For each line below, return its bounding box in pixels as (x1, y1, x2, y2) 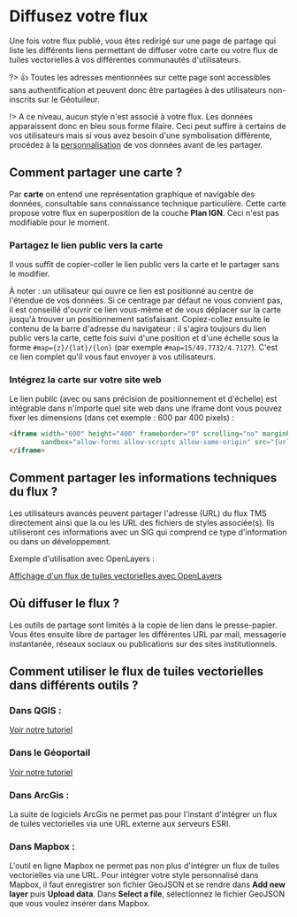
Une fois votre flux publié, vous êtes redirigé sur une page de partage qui (9, 35, 277, 46)
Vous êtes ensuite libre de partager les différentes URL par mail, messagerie (9, 628, 287, 639)
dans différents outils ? (9, 677, 139, 692)
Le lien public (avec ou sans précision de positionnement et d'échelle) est (9, 394, 278, 405)
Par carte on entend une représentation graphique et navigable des (9, 189, 255, 199)
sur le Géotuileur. (37, 94, 100, 104)
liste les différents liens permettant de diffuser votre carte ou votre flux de (9, 44, 278, 55)
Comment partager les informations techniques (9, 471, 278, 486)
